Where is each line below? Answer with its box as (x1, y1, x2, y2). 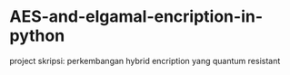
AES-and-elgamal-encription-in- (9, 6, 264, 27)
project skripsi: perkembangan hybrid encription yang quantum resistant (9, 55, 281, 66)
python (9, 25, 65, 46)
